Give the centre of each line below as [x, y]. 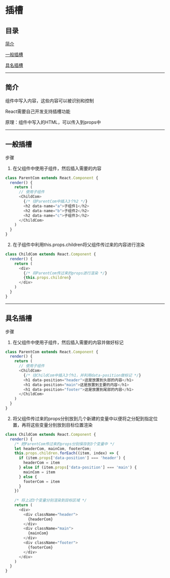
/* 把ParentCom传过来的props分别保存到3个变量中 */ [65, 444]
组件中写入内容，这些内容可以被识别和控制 [50, 100]
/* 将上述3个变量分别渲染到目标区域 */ [51, 501]
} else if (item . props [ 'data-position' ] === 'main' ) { [78, 468]
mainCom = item [39, 472]
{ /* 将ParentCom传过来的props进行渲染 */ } [65, 273]
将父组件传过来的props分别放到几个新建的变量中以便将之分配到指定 [83, 419]
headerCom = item [41, 463]
